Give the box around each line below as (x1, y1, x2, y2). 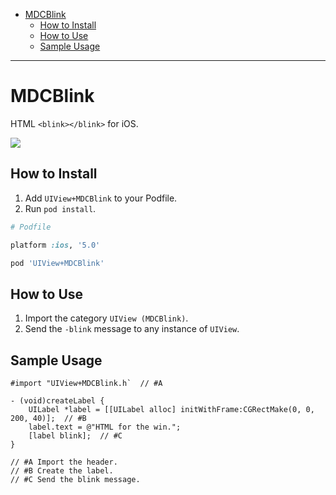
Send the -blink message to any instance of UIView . (24, 323, 240, 335)
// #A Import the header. (10, 457, 118, 467)
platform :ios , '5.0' (10, 240, 101, 250)
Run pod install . (24, 202, 97, 214)
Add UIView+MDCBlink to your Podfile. (24, 192, 178, 204)
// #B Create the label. (10, 466, 114, 476)
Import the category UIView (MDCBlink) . (24, 312, 189, 324)
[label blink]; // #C (28, 431, 123, 441)
